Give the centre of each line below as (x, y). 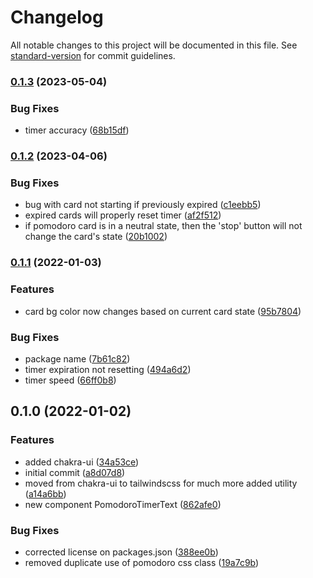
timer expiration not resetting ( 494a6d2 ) (108, 369)
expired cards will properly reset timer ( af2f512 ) (123, 215)
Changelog (57, 17)
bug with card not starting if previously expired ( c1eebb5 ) (143, 205)
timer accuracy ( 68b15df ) (77, 130)
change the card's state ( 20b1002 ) (96, 237)
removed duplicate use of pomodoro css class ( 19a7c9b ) (142, 562)
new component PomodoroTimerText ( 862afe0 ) (123, 504)
